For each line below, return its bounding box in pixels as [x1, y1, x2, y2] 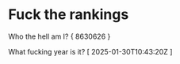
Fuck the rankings [8, 6, 129, 24]
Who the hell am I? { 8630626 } [8, 32, 111, 41]
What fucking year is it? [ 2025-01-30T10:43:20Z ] [8, 47, 173, 56]
